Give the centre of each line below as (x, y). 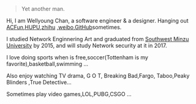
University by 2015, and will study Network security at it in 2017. (87, 46)
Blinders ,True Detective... (39, 82)
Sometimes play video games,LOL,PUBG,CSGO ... (69, 94)
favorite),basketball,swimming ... (47, 64)
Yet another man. (43, 9)
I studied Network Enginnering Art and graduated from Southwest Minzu (98, 39)
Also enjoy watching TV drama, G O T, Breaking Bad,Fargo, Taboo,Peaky (98, 76)
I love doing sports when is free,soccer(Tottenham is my (77, 57)
